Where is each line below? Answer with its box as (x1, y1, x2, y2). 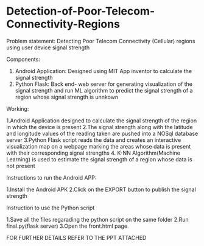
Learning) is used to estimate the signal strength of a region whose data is (6, 155, 193, 163)
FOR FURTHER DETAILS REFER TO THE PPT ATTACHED (6, 234, 147, 241)
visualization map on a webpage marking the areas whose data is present (6, 142, 191, 150)
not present (6, 162, 35, 169)
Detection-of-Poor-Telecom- (6, 4, 155, 18)
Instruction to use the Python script (6, 204, 95, 211)
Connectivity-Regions (6, 17, 121, 31)
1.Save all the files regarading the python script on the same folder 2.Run (6, 216, 189, 223)
